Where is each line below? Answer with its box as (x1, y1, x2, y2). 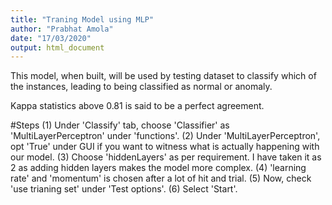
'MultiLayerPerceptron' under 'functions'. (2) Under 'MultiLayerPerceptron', (10, 130, 321, 142)
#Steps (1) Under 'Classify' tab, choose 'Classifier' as (10, 119, 230, 131)
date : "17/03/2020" (10, 33, 92, 43)
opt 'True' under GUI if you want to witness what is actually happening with (10, 141, 320, 153)
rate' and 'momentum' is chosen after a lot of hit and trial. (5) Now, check (10, 172, 312, 185)
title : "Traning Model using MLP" (10, 14, 155, 25)
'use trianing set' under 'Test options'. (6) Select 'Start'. (10, 183, 238, 195)
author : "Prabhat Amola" (10, 24, 114, 34)
